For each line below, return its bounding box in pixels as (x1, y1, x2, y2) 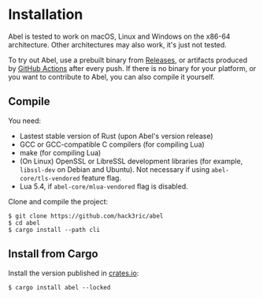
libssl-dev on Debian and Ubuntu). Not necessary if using (19, 164, 210, 174)
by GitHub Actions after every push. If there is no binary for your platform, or (8, 63, 257, 73)
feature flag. (81, 173, 122, 182)
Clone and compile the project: (8, 196, 109, 206)
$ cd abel (8, 219, 41, 226)
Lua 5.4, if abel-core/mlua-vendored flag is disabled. (19, 181, 189, 191)
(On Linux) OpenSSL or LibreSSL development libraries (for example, (19, 156, 243, 166)
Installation (8, 6, 83, 24)
